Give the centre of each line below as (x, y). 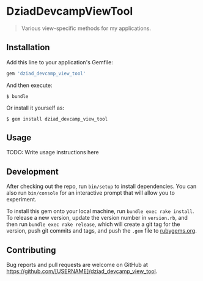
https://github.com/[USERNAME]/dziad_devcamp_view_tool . (82, 271)
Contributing (31, 250)
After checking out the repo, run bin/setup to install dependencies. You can (102, 186)
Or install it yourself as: (35, 108)
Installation (28, 47)
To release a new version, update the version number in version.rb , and (97, 218)
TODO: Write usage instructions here (53, 152)
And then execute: (29, 85)
